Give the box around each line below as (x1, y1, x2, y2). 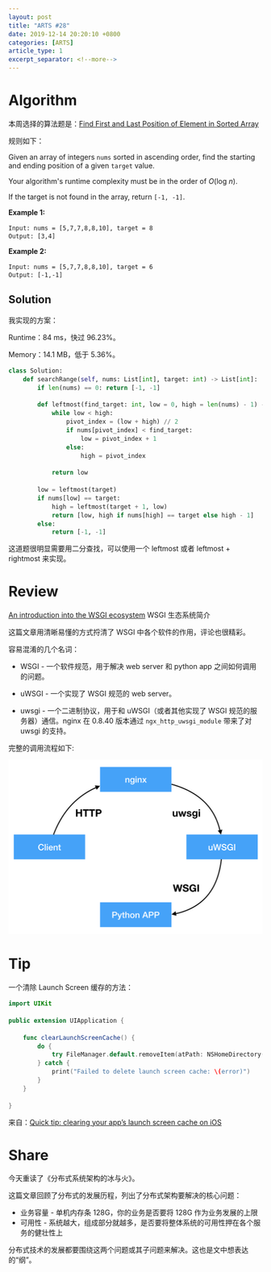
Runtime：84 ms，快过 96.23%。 (8, 332, 121, 342)
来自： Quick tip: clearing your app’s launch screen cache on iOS (8, 1117, 222, 1127)
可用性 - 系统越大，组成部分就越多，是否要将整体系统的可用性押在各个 (19, 1218, 254, 1228)
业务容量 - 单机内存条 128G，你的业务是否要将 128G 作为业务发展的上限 (19, 1208, 258, 1217)
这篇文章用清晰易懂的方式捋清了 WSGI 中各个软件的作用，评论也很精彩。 (8, 627, 250, 637)
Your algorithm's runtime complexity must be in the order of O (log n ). (8, 176, 238, 185)
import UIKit (8, 1000, 52, 1008)
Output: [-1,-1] (8, 271, 63, 279)
